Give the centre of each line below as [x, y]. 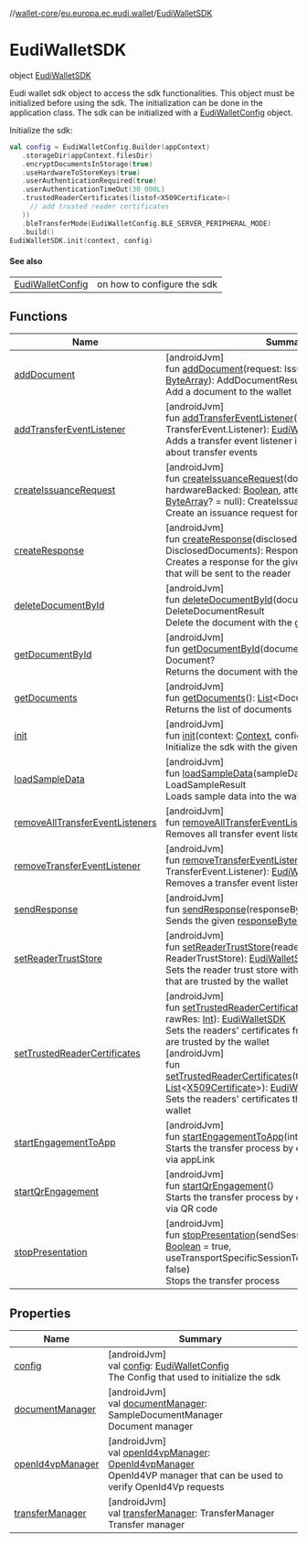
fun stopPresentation [211, 1235]
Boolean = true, [199, 1247]
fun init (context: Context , [219, 736]
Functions [39, 317]
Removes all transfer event [223, 834]
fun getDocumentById [213, 649]
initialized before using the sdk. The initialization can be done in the [136, 102]
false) [178, 1270]
